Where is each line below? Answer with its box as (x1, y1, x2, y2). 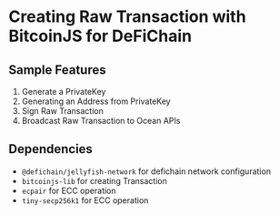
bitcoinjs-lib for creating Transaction (21, 175, 167, 186)
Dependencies (8, 141, 93, 157)
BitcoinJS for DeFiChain (8, 26, 193, 46)
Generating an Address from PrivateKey (21, 96, 171, 107)
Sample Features (8, 62, 106, 77)
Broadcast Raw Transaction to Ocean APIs (21, 116, 181, 126)
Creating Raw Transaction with (8, 6, 246, 27)
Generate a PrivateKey (21, 87, 106, 97)
